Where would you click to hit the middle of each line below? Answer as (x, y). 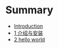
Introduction (28, 26)
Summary (29, 10)
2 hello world (29, 39)
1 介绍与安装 (28, 33)
